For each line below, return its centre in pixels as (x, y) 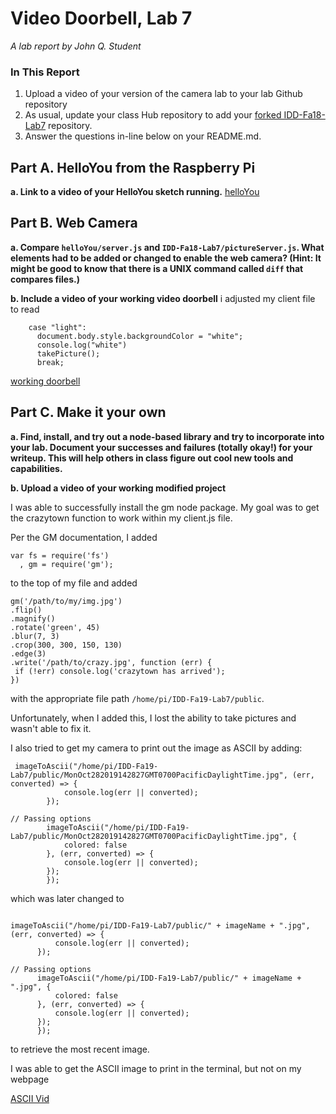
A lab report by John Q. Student (76, 46)
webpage (30, 1079)
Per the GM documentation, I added (84, 537)
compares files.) (45, 279)
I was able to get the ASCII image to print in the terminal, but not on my (156, 1068)
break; (50, 362)
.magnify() (33, 618)
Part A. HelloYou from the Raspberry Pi (133, 167)
